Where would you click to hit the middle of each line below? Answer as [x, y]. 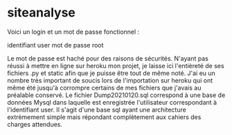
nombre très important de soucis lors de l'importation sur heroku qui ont [110, 80]
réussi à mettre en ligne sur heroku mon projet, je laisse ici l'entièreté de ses [116, 65]
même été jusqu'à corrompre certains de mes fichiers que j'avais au [104, 87]
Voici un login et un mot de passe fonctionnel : [73, 32]
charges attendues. [35, 124]
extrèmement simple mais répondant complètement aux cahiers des [104, 117]
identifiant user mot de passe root [55, 45]
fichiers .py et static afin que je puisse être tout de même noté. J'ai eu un [111, 73]
